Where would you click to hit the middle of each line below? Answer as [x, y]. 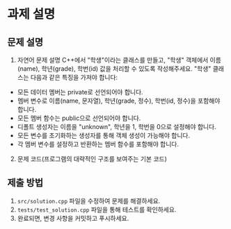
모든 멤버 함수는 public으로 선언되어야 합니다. [79, 118]
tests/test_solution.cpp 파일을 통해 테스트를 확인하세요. [97, 210]
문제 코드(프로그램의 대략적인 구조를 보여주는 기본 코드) [92, 159]
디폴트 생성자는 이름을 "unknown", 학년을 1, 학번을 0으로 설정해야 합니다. [117, 127]
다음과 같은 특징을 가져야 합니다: [74, 77]
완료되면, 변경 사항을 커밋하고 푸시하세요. [73, 218]
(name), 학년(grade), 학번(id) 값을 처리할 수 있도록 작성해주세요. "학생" [114, 69]
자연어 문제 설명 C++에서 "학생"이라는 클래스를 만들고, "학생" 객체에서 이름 [119, 60]
